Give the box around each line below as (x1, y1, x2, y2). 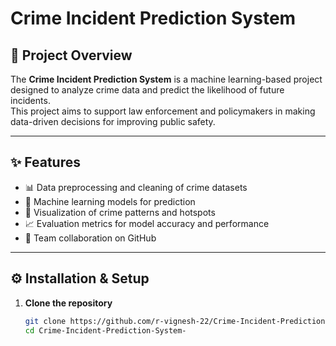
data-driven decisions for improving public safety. (10, 116, 216, 127)
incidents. (10, 95, 51, 106)
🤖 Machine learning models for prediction (24, 195, 196, 207)
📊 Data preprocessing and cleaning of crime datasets (24, 181, 248, 193)
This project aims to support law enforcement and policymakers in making (10, 105, 316, 117)
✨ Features (10, 154, 81, 171)
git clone (24, 316, 67, 326)
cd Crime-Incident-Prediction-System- (24, 325, 187, 336)
